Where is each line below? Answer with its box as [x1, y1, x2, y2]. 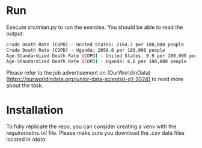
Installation [6, 103, 64, 117]
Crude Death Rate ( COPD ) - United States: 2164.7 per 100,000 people [6, 42, 185, 48]
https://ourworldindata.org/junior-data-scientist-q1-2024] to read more [8, 76, 184, 83]
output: [6, 29, 24, 37]
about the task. [6, 82, 44, 89]
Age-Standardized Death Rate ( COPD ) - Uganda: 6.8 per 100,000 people [6, 58, 187, 64]
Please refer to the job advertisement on [6, 69, 106, 76]
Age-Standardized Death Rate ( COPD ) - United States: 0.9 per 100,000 [6, 52, 187, 59]
